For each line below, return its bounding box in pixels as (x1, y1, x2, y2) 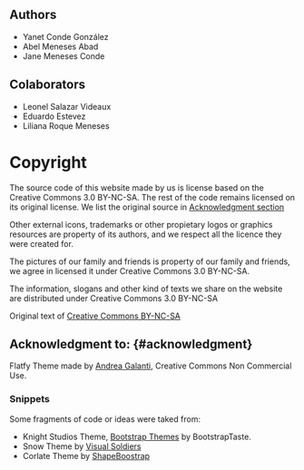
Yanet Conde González (22, 31, 109, 42)
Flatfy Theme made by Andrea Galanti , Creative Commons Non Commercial (9, 360, 292, 371)
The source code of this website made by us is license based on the (9, 181, 265, 193)
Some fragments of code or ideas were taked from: (9, 413, 201, 425)
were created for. (9, 238, 74, 249)
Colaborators (9, 77, 86, 93)
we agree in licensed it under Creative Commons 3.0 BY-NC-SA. (9, 265, 250, 276)
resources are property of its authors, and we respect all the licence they (9, 229, 282, 240)
